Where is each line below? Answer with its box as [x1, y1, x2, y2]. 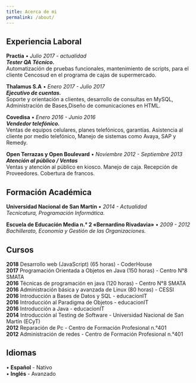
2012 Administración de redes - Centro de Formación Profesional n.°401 [6, 330, 183, 338]
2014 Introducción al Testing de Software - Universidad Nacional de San [6, 311, 184, 318]
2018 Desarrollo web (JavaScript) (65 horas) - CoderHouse [6, 260, 153, 268]
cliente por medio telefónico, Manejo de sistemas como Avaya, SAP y [6, 133, 176, 140]
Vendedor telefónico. [6, 120, 60, 127]
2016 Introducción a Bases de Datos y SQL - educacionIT [6, 292, 148, 299]
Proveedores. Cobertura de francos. [6, 170, 95, 177]
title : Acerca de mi [6, 8, 58, 15]
